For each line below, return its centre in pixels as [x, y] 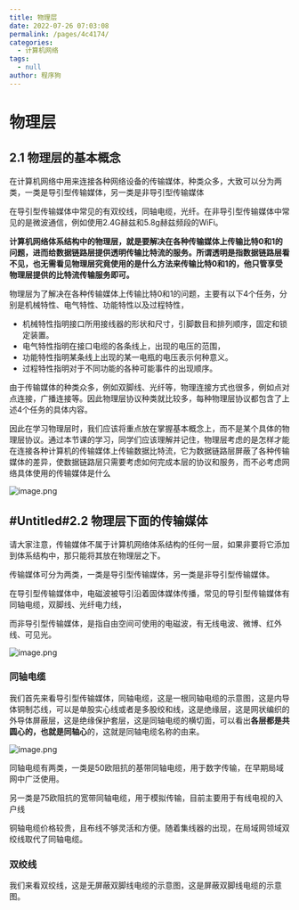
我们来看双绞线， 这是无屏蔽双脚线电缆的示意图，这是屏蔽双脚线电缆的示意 [145, 885]
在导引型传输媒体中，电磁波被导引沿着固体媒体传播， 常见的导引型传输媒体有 [149, 593]
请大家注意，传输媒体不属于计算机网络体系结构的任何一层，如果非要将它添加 [149, 544]
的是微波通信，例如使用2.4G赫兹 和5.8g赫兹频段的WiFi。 [120, 222]
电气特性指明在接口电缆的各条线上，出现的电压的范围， [123, 346]
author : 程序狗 [35, 76]
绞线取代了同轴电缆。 [48, 839]
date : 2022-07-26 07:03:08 [59, 26]
